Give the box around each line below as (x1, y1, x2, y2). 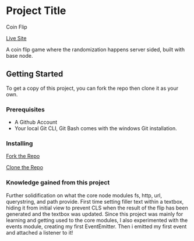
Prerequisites (6, 105, 45, 113)
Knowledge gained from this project (6, 179, 110, 187)
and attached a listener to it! (6, 229, 73, 236)
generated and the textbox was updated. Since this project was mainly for (6, 210, 184, 217)
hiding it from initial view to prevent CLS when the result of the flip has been (6, 204, 188, 211)
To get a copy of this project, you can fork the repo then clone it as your (6, 85, 179, 92)
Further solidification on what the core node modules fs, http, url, (6, 191, 162, 199)
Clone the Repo (6, 164, 44, 171)
